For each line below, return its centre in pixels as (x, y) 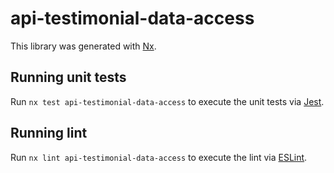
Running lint (49, 133)
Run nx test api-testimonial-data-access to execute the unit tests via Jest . (167, 101)
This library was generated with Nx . (83, 46)
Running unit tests (68, 77)
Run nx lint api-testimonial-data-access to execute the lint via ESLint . (159, 157)
